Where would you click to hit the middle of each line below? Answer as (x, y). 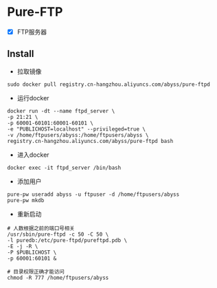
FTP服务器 (32, 32)
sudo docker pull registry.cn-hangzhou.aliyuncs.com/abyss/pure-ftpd (109, 84)
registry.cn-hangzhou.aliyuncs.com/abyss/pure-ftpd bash (90, 141)
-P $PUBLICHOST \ (32, 252)
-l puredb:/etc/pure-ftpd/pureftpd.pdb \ (67, 240)
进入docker (33, 155)
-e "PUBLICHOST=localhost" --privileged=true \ (77, 129)
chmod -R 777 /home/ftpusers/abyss (58, 278)
